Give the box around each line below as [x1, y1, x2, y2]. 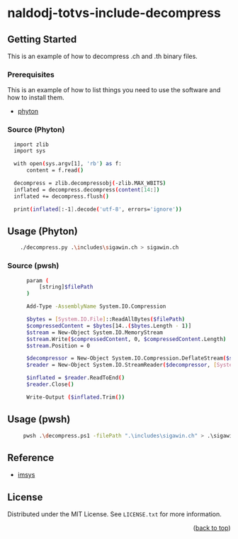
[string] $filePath [38, 284, 93, 291]
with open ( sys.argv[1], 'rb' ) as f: [13, 160, 122, 167]
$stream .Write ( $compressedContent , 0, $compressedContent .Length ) [25, 335, 227, 343]
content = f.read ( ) [25, 167, 84, 174]
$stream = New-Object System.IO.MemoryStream [25, 328, 163, 336]
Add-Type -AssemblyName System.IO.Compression [25, 303, 166, 310]
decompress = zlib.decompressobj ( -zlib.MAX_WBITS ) [13, 179, 166, 187]
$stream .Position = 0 [25, 342, 91, 349]
